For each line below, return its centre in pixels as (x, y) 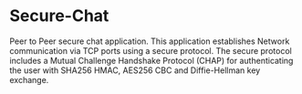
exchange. (29, 79)
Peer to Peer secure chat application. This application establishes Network (150, 41)
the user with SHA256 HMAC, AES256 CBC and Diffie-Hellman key (135, 70)
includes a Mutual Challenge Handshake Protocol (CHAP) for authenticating (151, 60)
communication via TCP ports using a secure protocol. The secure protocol (151, 50)
